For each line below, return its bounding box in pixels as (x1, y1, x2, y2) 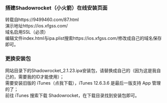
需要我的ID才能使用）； (18, 74, 64, 80)
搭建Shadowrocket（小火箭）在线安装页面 (5, 4, 108, 11)
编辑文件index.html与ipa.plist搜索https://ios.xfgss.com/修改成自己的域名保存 (5, 35, 162, 41)
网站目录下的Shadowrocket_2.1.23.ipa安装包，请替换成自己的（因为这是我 (5, 67, 157, 73)
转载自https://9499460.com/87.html (5, 16, 79, 23)
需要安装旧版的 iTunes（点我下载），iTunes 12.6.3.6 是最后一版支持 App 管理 (5, 80, 161, 86)
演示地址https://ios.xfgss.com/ (5, 23, 68, 29)
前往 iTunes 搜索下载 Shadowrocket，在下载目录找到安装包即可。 (5, 92, 140, 98)
